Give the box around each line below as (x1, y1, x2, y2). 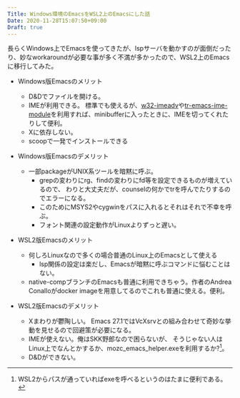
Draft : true (7, 24, 43, 31)
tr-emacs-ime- (184, 101, 228, 110)
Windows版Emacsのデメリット (17, 152, 109, 160)
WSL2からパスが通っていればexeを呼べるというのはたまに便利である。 (17, 375, 227, 384)
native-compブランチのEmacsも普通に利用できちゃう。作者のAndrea (28, 277, 232, 286)
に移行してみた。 (7, 62, 58, 71)
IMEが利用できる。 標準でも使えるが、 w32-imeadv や (28, 101, 185, 110)
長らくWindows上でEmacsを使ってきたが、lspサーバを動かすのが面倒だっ (7, 44, 225, 53)
